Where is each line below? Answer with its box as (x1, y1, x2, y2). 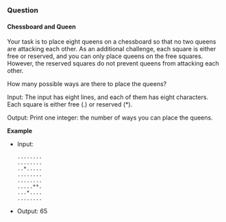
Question (7, 5, 39, 15)
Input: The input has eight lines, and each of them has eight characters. (7, 93, 209, 101)
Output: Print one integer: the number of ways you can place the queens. (7, 113, 214, 122)
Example (7, 127, 33, 135)
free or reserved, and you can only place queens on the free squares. (7, 52, 203, 60)
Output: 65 (16, 207, 48, 215)
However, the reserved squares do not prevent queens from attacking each (7, 59, 219, 68)
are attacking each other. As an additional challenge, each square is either (7, 45, 216, 53)
